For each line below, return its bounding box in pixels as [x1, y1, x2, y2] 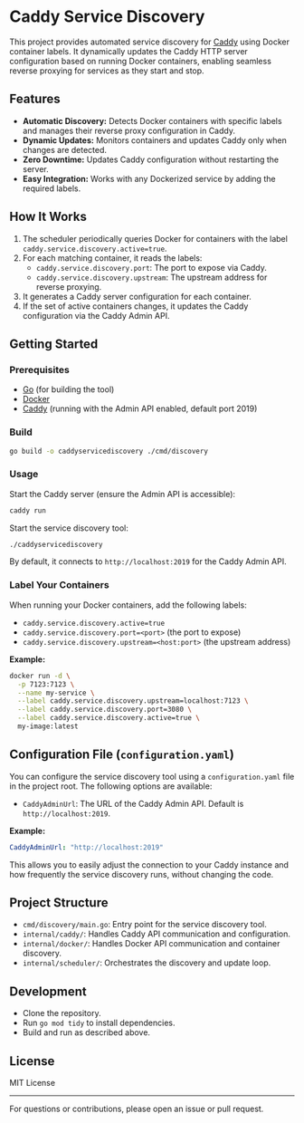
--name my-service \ [17, 688, 95, 697]
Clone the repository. [22, 1008, 101, 1019]
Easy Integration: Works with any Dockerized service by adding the [22, 173, 276, 184]
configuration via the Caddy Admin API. [22, 310, 170, 321]
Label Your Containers [9, 579, 110, 591]
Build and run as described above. [22, 1027, 151, 1038]
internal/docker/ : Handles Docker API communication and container [22, 938, 280, 949]
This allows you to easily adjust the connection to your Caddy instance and [9, 859, 290, 870]
